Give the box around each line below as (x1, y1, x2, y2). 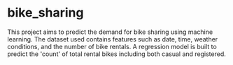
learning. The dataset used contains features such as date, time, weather (7, 35, 218, 43)
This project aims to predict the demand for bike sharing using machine (7, 28, 213, 36)
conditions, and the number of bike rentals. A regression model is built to (7, 42, 217, 50)
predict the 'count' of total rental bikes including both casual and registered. (7, 50, 226, 58)
